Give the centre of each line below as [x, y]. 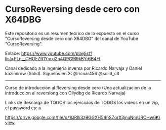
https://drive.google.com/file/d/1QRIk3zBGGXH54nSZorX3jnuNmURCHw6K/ [83, 117]
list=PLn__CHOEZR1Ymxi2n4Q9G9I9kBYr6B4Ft [53, 58]
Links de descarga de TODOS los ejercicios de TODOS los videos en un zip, [82, 102]
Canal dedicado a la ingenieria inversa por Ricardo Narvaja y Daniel [74, 68]
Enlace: [13, 53]
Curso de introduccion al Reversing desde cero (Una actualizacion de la [78, 87]
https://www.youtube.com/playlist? [57, 53]
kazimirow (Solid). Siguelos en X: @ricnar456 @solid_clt [62, 73]
